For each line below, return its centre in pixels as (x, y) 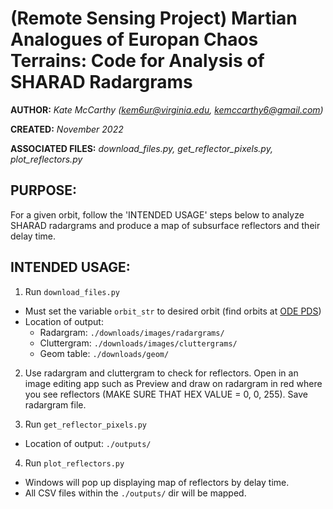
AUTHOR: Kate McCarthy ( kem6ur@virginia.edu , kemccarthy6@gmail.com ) (167, 109)
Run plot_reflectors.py (74, 463)
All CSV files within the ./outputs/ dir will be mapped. (135, 493)
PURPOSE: (44, 190)
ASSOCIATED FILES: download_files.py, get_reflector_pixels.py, (141, 148)
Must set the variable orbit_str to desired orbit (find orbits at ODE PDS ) (173, 311)
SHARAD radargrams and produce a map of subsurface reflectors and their (165, 225)
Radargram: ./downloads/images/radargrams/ (132, 332)
